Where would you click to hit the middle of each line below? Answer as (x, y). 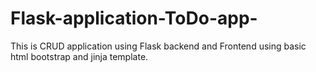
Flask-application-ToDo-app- (134, 18)
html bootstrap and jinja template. (79, 56)
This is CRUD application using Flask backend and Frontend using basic (158, 46)
